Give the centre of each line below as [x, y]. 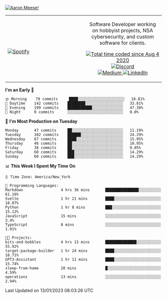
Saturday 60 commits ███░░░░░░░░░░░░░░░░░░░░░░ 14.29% [74, 152]
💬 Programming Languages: [32, 186]
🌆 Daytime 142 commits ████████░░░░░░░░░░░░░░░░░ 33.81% [74, 103]
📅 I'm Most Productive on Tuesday [42, 121]
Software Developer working [123, 24]
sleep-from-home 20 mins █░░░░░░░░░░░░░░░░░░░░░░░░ [83, 268]
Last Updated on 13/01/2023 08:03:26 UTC [49, 290]
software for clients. [123, 43]
